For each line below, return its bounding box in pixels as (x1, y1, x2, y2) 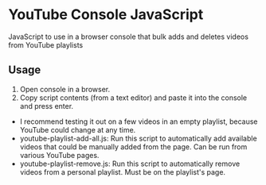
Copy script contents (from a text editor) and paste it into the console (19, 93, 248, 102)
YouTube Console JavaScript (8, 6, 204, 24)
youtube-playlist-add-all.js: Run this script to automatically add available (19, 133, 257, 143)
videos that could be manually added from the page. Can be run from (19, 141, 248, 152)
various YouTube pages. (19, 150, 100, 160)
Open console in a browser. (19, 84, 110, 94)
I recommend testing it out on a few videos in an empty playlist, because (19, 117, 258, 126)
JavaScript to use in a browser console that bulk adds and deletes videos (8, 32, 249, 41)
